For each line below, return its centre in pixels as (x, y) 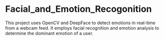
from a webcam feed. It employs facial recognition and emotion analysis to (82, 28)
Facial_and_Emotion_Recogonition (78, 9)
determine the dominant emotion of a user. (49, 33)
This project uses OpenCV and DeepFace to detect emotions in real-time (80, 23)
